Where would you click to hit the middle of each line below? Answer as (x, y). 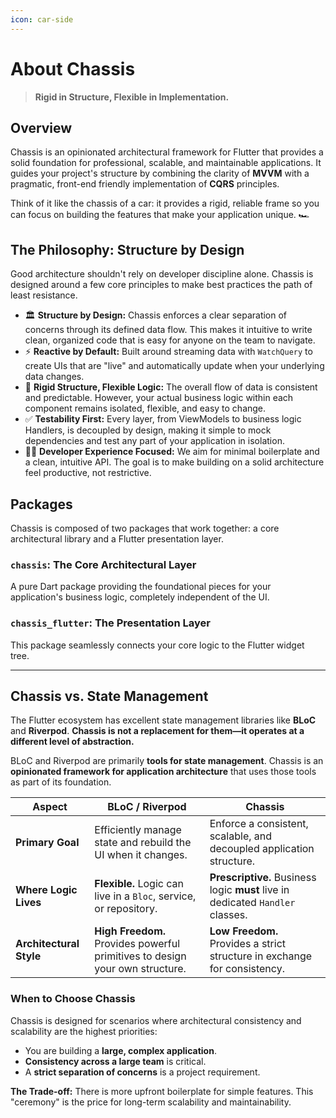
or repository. (126, 909)
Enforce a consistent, (259, 824)
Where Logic (46, 890)
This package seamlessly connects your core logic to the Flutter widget (157, 645)
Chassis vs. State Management (109, 696)
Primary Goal (47, 843)
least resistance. (44, 295)
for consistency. (247, 969)
